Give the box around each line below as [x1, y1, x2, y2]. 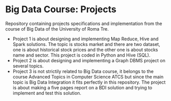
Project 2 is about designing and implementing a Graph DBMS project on [12, 57, 166, 63]
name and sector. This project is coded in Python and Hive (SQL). [12, 52, 151, 58]
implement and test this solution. [12, 90, 82, 96]
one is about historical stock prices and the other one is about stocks [12, 46, 158, 53]
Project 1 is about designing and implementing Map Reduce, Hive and [12, 36, 159, 42]
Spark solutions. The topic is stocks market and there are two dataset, [12, 41, 160, 47]
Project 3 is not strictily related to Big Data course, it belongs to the [12, 68, 154, 74]
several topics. [12, 63, 44, 69]
